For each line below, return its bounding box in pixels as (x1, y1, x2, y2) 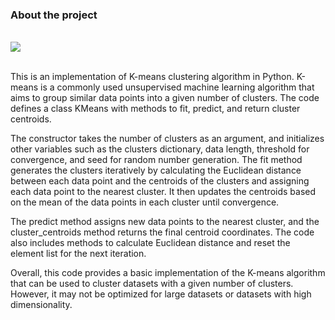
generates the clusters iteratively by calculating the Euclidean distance (10, 164, 302, 177)
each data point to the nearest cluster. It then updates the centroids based (10, 186, 317, 198)
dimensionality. (10, 299, 73, 311)
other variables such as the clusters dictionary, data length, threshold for (10, 143, 310, 155)
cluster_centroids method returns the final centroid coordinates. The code (10, 226, 315, 238)
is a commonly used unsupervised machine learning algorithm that (40, 81, 315, 93)
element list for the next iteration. (10, 248, 147, 260)
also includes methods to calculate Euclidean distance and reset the (10, 237, 291, 249)
